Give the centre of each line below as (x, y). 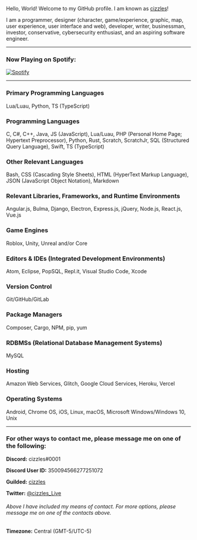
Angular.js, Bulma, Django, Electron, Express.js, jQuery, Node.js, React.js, (94, 209)
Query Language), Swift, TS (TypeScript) (55, 146)
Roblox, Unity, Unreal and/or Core (47, 243)
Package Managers (34, 314)
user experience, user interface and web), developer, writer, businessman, (96, 26)
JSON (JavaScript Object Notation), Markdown (62, 181)
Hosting (18, 370)
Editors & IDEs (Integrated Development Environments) (86, 259)
